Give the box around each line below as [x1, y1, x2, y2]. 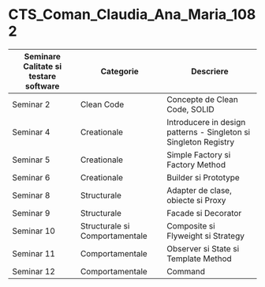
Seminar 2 [12, 99, 50, 110]
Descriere [190, 66, 229, 77]
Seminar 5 [12, 154, 50, 165]
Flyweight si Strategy [166, 230, 244, 241]
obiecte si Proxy [166, 194, 226, 206]
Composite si [166, 220, 215, 231]
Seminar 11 [12, 247, 55, 259]
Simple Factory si [166, 149, 231, 160]
